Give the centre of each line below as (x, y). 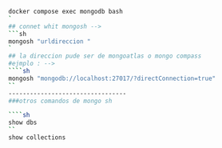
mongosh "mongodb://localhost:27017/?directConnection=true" (112, 78)
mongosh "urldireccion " (50, 41)
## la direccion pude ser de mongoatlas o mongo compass (105, 56)
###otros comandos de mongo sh (60, 101)
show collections (37, 138)
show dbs (23, 123)
